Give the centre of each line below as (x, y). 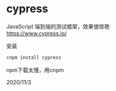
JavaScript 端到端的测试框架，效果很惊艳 (58, 26)
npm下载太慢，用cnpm (35, 70)
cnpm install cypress (34, 57)
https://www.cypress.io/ (37, 33)
